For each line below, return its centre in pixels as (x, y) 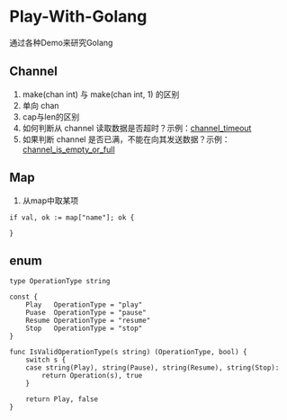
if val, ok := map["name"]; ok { (72, 218)
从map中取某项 (50, 201)
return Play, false (62, 399)
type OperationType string (60, 281)
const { (24, 297)
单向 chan (41, 105)
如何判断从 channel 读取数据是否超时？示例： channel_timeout (137, 128)
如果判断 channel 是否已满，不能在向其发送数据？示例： (126, 139)
